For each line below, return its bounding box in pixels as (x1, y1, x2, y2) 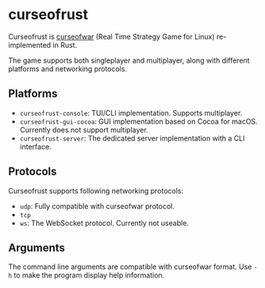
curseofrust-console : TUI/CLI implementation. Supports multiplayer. (19, 108, 243, 117)
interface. (19, 141, 52, 152)
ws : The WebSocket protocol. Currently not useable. (19, 218, 189, 228)
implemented (8, 40, 52, 49)
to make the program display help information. (13, 271, 165, 280)
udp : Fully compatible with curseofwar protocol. (19, 201, 175, 211)
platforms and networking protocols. (8, 63, 128, 73)
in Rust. (52, 40, 78, 49)
